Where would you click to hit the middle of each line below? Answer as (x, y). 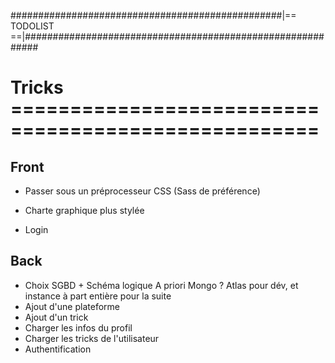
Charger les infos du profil (78, 327)
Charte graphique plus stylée (84, 210)
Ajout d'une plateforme (72, 306)
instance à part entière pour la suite (98, 296)
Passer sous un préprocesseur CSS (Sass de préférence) (142, 191)
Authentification (58, 349)
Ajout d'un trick (56, 317)
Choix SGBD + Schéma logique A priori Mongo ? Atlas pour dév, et (161, 285)
